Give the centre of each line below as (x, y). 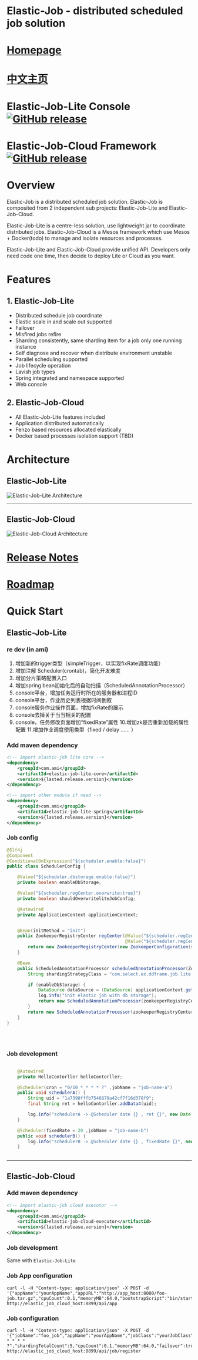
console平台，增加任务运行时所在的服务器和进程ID (76, 693)
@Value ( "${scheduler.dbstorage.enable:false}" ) (76, 877)
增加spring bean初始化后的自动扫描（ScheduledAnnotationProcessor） (102, 685)
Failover (25, 327)
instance (26, 346)
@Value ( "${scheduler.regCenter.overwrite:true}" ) (79, 894)
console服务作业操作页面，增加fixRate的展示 (69, 707)
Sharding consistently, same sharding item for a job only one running (98, 340)
